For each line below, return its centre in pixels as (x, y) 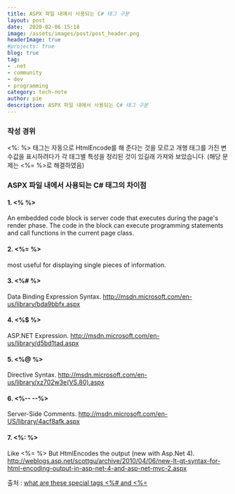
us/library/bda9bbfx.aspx (44, 304)
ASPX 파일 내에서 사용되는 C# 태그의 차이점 (77, 186)
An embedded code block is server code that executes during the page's (113, 218)
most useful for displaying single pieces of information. (87, 265)
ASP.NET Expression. (38, 335)
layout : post (26, 20)
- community (25, 72)
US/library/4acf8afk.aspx (44, 422)
